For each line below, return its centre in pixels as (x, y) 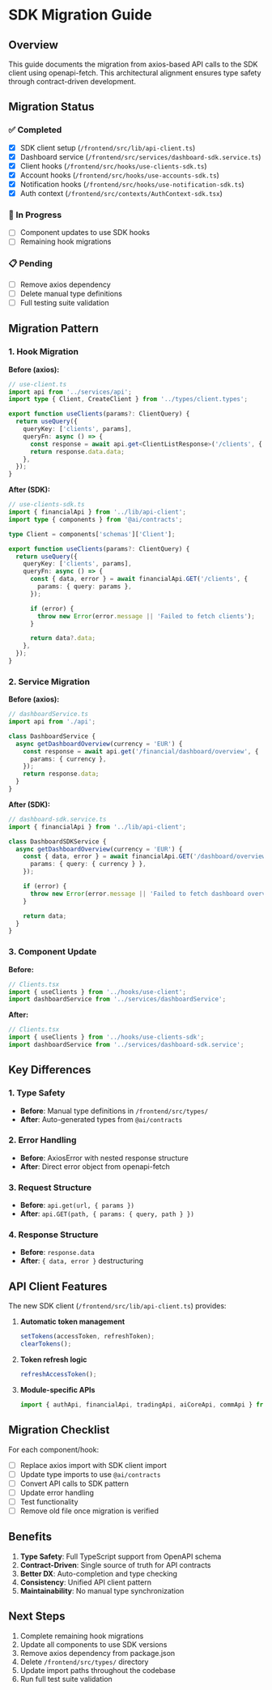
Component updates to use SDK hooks (85, 233)
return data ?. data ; (62, 638)
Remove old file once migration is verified (89, 1511)
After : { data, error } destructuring (82, 1261)
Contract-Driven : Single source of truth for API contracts (115, 1564)
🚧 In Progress (35, 215)
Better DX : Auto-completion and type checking (99, 1573)
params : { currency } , (68, 759)
